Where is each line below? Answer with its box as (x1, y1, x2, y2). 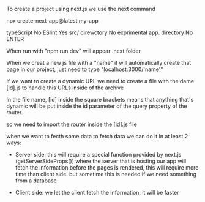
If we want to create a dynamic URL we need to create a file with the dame (6, 78, 195, 84)
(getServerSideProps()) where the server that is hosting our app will (15, 157, 187, 165)
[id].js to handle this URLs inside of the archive (6, 84, 124, 91)
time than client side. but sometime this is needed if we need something (15, 171, 197, 178)
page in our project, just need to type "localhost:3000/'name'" (6, 65, 163, 73)
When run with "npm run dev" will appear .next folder (6, 47, 141, 54)
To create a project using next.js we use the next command (6, 6, 156, 12)
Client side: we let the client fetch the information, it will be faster (15, 189, 179, 196)
